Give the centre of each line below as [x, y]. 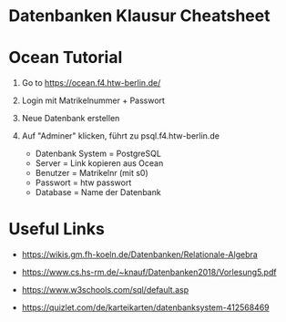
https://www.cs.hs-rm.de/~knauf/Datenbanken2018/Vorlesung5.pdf [149, 272]
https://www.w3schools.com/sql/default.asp [105, 290]
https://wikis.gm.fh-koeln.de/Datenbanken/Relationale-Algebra [140, 254]
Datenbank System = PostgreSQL [98, 154]
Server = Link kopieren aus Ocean [99, 163]
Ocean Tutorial [66, 58]
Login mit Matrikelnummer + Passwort [93, 100]
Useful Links [57, 229]
